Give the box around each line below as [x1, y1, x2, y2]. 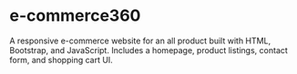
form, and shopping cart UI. [9, 54, 114, 65]
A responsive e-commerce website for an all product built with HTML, [9, 35, 271, 46]
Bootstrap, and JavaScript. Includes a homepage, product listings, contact [9, 44, 289, 55]
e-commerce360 [9, 5, 141, 26]
